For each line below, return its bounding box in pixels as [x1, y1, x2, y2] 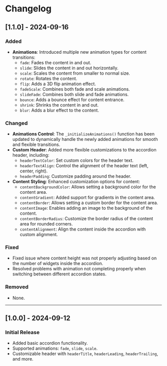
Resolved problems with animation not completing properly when [12, 266, 146, 272]
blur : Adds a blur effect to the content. [19, 107, 99, 113]
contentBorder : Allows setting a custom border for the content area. [19, 200, 158, 206]
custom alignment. [19, 232, 58, 238]
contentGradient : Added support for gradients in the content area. [19, 195, 155, 201]
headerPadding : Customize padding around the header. [19, 173, 132, 179]
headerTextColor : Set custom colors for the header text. [19, 157, 134, 163]
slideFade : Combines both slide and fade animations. [19, 91, 129, 97]
